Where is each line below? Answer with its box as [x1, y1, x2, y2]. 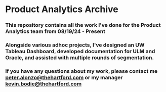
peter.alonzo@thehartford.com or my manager [5, 74, 123, 81]
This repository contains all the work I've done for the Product [5, 22, 161, 29]
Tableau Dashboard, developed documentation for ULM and [5, 48, 155, 55]
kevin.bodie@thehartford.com [5, 80, 82, 87]
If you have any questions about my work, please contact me [5, 67, 158, 74]
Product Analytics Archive [5, 4, 118, 15]
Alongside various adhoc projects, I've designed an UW [5, 41, 145, 49]
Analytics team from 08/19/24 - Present [5, 28, 105, 35]
